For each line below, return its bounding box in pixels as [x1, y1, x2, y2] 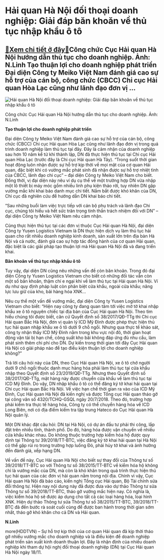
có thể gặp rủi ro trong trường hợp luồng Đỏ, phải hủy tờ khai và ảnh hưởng [5, 443, 157, 448]
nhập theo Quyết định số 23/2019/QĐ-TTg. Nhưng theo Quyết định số [5, 370, 146, 376]
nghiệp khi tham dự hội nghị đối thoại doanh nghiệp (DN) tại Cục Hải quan [5, 544, 154, 550]
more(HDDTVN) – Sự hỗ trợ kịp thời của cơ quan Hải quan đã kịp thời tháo [5, 529, 154, 534]
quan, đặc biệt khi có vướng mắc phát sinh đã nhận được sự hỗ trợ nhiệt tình [5, 167, 159, 173]
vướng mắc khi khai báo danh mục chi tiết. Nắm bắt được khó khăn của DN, [5, 188, 158, 194]
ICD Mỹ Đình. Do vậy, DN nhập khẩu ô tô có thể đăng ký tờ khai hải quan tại [5, 381, 158, 387]
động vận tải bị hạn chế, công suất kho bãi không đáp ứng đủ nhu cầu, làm [5, 335, 156, 340]
